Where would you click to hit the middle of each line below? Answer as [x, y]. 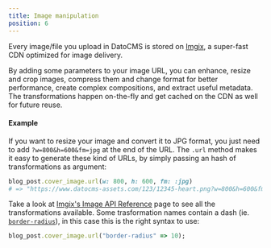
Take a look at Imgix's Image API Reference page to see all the [112, 204]
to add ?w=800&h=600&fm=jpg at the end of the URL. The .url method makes [133, 149]
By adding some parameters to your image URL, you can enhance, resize [130, 70]
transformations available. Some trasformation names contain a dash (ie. [129, 213]
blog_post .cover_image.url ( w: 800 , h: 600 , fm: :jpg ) [101, 181]
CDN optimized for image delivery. [66, 55]
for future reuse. [35, 105]
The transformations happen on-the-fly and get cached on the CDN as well [133, 96]
